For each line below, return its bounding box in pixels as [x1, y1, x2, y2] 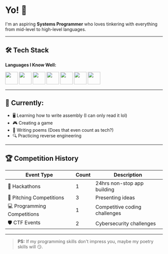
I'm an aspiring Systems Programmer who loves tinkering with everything [5, 21, 157, 27]
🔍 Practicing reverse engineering [12, 132, 81, 139]
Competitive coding [95, 203, 141, 210]
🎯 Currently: [5, 99, 44, 107]
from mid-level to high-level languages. [5, 26, 86, 32]
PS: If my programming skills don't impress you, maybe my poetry [17, 239, 154, 245]
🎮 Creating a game [12, 120, 53, 126]
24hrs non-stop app [95, 180, 144, 187]
